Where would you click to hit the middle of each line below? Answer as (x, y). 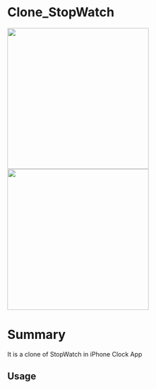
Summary (36, 335)
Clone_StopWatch (61, 12)
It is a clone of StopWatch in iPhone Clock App (75, 354)
